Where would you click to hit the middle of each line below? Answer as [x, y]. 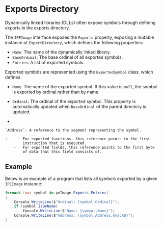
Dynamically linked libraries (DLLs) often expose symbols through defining [81, 23]
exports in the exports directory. [38, 27]
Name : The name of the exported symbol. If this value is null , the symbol [85, 86]
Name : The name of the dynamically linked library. [62, 52]
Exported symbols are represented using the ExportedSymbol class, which [79, 72]
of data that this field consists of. [62, 151]
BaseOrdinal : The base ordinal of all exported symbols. [67, 57]
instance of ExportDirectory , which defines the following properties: [74, 42]
